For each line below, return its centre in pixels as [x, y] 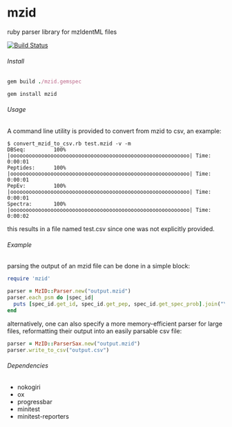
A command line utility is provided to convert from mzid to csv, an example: [114, 131]
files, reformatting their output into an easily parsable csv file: [95, 331]
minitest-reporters [43, 416]
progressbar [35, 401]
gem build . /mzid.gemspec [44, 82]
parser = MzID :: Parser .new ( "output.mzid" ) [69, 291]
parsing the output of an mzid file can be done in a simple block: [99, 266]
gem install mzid [32, 95]
